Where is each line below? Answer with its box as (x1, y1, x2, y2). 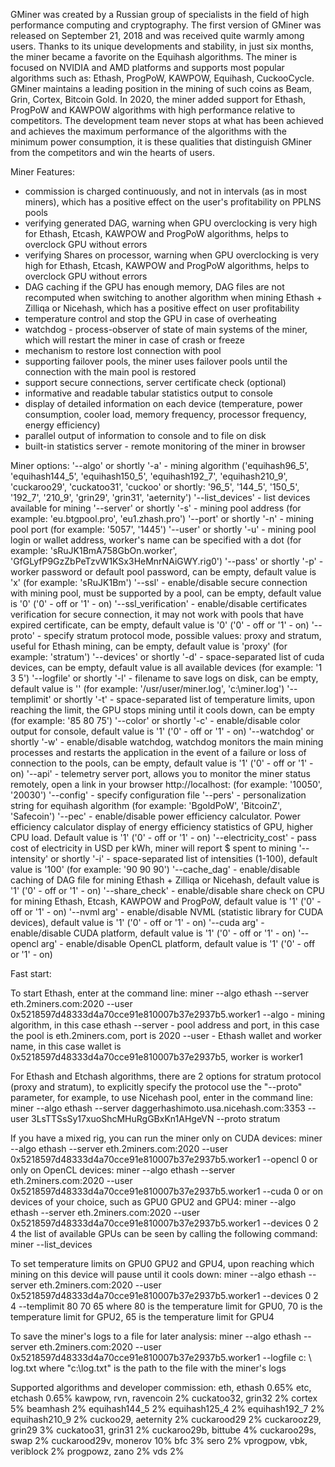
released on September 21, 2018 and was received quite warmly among (10, 30, 305, 41)
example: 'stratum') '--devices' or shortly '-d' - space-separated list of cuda (10, 651, 325, 663)
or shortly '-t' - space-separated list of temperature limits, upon (53, 694, 315, 705)
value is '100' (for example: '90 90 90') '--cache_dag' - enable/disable (10, 864, 301, 875)
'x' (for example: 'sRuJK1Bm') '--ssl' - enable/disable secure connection (10, 577, 308, 588)
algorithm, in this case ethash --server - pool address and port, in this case (10, 1019, 320, 1031)
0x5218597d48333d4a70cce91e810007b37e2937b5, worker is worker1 (10, 1051, 304, 1063)
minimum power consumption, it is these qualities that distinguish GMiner (10, 136, 313, 148)
